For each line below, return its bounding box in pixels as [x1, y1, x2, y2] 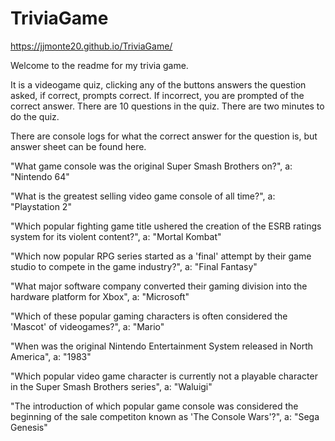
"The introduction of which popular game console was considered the [10, 400, 299, 412]
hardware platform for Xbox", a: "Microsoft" [10, 290, 190, 302]
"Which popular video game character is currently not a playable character [10, 370, 318, 382]
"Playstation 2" [10, 200, 72, 212]
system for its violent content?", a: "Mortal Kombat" [10, 230, 222, 242]
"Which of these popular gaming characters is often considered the [10, 310, 288, 322]
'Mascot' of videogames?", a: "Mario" [10, 320, 165, 332]
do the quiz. [10, 110, 60, 122]
